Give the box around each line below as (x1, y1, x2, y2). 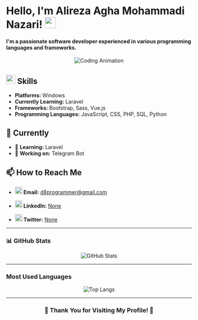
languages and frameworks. (6, 44, 77, 51)
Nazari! (6, 18, 43, 31)
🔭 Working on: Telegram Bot (14, 150, 84, 157)
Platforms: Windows (14, 92, 65, 99)
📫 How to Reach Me (6, 167, 82, 178)
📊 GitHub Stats (6, 237, 51, 245)
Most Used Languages (6, 273, 72, 281)
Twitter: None (23, 216, 58, 223)
